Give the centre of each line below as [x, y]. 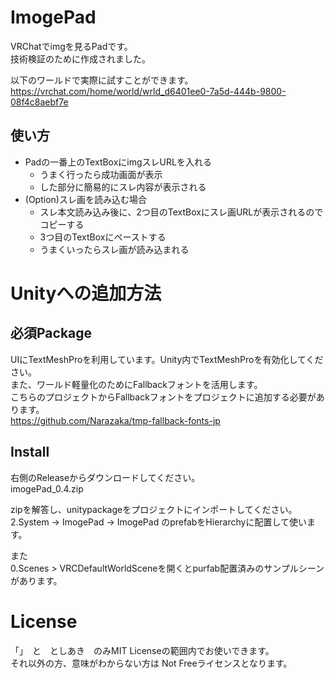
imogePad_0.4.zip [47, 488]
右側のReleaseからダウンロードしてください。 [105, 477]
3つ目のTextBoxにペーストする [103, 237]
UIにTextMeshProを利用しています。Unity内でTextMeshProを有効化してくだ [167, 359]
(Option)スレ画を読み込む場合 [85, 199]
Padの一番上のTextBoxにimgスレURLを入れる [118, 162]
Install [30, 452]
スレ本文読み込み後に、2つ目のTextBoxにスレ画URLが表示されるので [181, 212]
